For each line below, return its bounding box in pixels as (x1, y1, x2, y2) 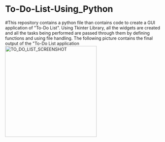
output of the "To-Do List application (5, 40, 80, 46)
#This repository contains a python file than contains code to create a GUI (5, 20, 155, 25)
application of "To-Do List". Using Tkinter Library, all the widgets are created (5, 24, 160, 30)
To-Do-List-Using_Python (5, 3, 113, 15)
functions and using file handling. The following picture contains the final (5, 35, 153, 41)
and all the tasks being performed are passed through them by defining (5, 30, 150, 36)
